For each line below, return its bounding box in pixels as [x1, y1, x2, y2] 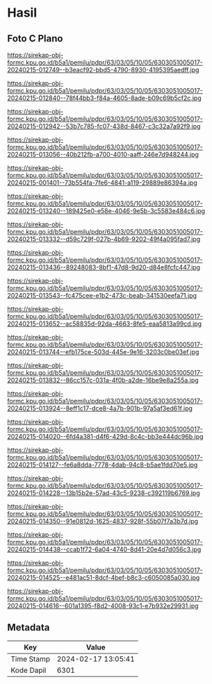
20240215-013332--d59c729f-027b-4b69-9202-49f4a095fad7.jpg [7, 235, 201, 243]
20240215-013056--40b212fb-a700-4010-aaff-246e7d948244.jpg [7, 151, 199, 158]
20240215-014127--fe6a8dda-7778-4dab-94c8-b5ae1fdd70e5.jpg [7, 460, 198, 469]
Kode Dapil [10, 665, 47, 675]
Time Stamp [10, 654, 51, 664]
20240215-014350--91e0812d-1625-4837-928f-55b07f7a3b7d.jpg [7, 517, 199, 525]
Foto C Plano [7, 33, 63, 44]
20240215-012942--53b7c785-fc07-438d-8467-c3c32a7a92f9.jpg [7, 122, 201, 130]
